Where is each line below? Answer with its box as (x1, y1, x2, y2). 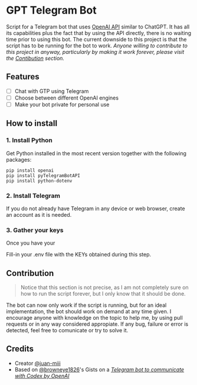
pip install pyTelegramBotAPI (6, 172, 81, 178)
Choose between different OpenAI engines (14, 94, 119, 101)
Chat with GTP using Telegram (14, 87, 89, 95)
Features (6, 72, 40, 82)
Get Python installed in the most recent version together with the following (6, 149, 187, 157)
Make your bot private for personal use (14, 101, 110, 108)
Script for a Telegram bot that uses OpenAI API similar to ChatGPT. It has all (6, 23, 190, 30)
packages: (6, 156, 32, 163)
